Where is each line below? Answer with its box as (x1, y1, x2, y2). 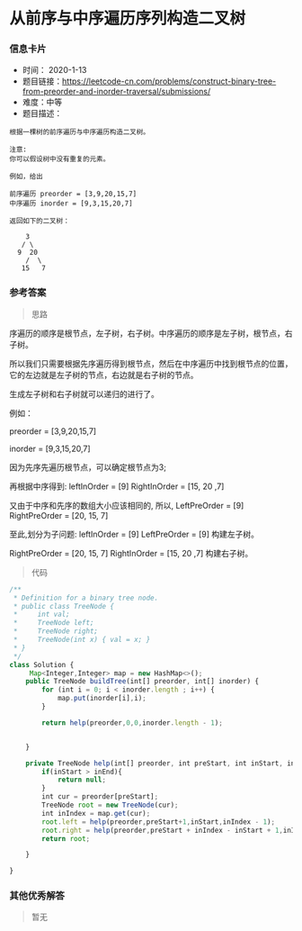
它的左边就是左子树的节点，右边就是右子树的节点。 (9, 369, 199, 380)
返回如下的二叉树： (9, 217, 70, 226)
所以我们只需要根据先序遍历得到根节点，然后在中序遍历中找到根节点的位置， (9, 357, 293, 369)
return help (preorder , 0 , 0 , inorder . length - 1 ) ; (41, 718, 223, 728)
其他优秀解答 (9, 890, 66, 902)
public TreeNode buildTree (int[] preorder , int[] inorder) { (25, 677, 259, 686)
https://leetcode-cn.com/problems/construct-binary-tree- (61, 76, 277, 86)
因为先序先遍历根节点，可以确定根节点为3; (9, 461, 166, 473)
